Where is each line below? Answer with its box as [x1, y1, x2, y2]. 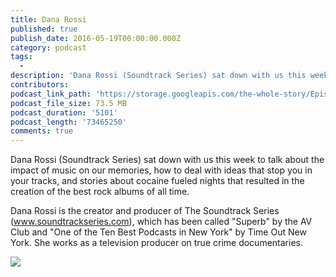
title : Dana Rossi [10, 14, 87, 25]
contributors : [10, 80, 70, 90]
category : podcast [10, 42, 87, 53]
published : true [10, 24, 78, 34]
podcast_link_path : [10, 89, 92, 99]
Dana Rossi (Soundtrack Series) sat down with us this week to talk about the [10, 154, 325, 166]
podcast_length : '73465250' [10, 117, 128, 127]
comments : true [10, 126, 74, 136]
